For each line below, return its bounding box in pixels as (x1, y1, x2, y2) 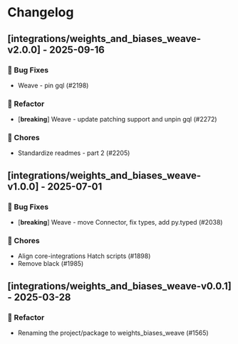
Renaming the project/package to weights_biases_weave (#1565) (17, 328, 209, 338)
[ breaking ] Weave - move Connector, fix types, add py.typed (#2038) (17, 218, 223, 227)
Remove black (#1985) (17, 259, 84, 268)
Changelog (7, 4, 74, 21)
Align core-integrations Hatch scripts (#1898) (17, 252, 151, 260)
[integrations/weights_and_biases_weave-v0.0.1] (7, 280, 232, 292)
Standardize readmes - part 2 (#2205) (17, 149, 130, 157)
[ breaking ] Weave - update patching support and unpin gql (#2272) (17, 115, 217, 124)
